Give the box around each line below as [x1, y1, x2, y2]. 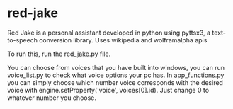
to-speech [7, 35, 38, 44]
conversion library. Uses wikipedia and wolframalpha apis [38, 35, 208, 44]
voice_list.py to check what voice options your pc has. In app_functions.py [7, 71, 225, 79]
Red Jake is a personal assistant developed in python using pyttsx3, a [7, 28, 211, 37]
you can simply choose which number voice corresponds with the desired [7, 78, 223, 86]
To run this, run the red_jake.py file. [7, 50, 111, 58]
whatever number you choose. [7, 93, 97, 102]
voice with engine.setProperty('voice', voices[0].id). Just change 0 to [7, 86, 210, 94]
